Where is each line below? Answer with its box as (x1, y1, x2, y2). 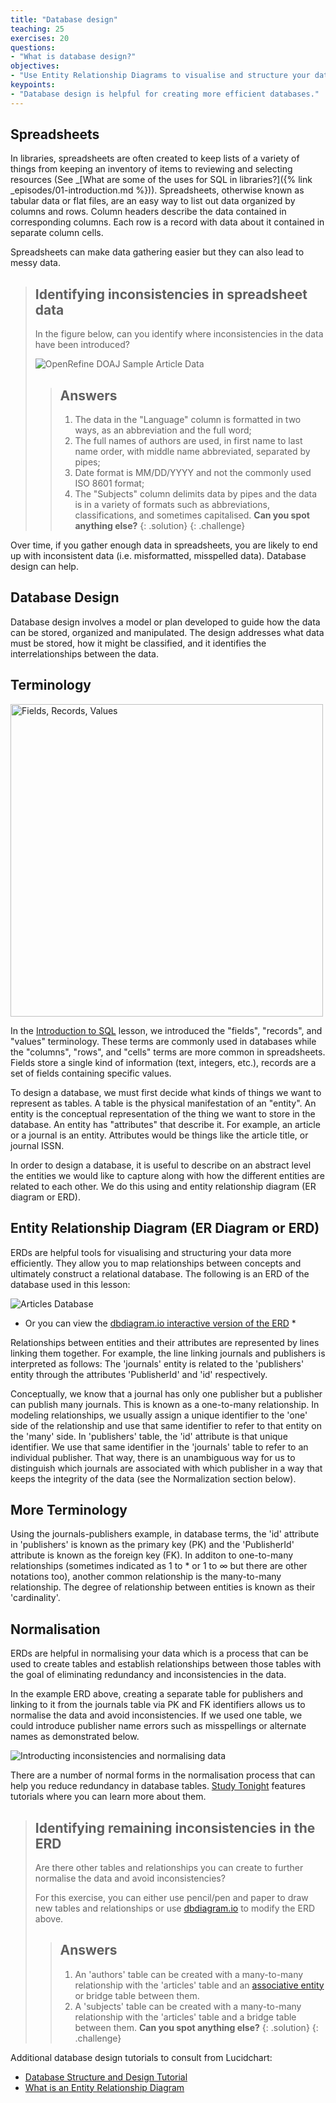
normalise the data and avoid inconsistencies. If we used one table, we (10, 1709, 303, 1721)
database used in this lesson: (10, 1278, 131, 1290)
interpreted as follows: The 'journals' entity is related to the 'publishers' (10, 1357, 305, 1370)
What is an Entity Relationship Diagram (24, 2081, 185, 2093)
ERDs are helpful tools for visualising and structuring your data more (10, 1246, 292, 1258)
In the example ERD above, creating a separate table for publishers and (10, 1688, 304, 1700)
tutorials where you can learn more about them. (10, 1791, 207, 1803)
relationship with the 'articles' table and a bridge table (74, 2011, 297, 2023)
